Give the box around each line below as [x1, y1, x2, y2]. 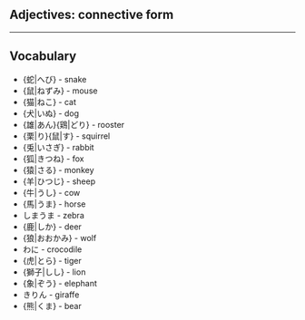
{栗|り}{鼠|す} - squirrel [22, 131, 111, 141]
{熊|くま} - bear [22, 300, 82, 311]
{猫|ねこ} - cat [22, 96, 77, 107]
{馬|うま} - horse [22, 199, 86, 209]
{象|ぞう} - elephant [22, 277, 97, 288]
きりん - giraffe [22, 289, 80, 300]
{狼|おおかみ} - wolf [22, 232, 97, 243]
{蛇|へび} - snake [22, 73, 87, 84]
